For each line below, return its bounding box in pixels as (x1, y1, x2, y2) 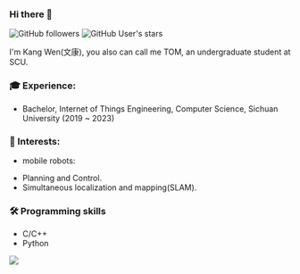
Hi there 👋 (9, 8, 54, 21)
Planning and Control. (21, 172, 103, 183)
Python (21, 238, 49, 249)
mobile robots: (21, 155, 76, 166)
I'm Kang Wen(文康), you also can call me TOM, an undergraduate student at (9, 46, 291, 57)
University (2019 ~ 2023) (21, 112, 114, 123)
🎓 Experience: (9, 79, 76, 92)
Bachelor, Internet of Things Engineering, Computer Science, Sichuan (21, 103, 279, 114)
